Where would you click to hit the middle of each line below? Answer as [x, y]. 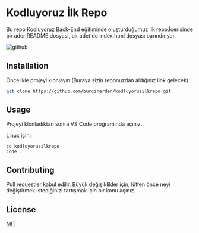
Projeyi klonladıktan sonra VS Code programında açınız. [74, 124]
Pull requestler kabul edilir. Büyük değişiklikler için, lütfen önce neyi [88, 184]
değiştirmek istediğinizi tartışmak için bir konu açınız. [71, 191]
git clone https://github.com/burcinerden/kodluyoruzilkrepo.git [89, 91]
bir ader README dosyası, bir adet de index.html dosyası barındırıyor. [91, 35]
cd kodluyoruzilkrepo [33, 147]
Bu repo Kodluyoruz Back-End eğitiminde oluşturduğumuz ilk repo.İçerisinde [99, 29]
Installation [27, 66]
